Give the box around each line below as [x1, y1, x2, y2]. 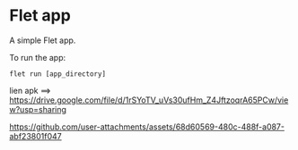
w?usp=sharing [9, 104, 67, 114]
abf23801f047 [9, 130, 62, 141]
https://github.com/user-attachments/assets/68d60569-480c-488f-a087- [9, 121, 285, 132]
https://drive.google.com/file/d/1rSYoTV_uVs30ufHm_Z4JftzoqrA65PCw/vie [9, 95, 289, 105]
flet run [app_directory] [9, 69, 106, 79]
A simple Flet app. [9, 35, 76, 46]
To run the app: [9, 52, 66, 62]
